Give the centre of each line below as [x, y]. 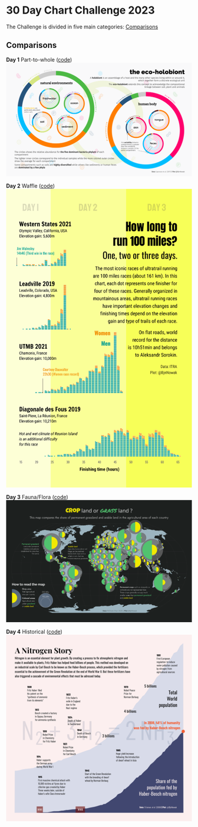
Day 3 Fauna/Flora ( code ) [37, 497]
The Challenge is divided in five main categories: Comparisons [82, 27]
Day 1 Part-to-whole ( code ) [39, 59]
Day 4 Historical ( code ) [34, 632]
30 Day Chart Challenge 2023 [80, 10]
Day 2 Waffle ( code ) [30, 186]
